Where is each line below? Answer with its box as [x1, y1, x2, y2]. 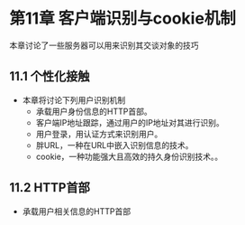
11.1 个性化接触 [9, 69, 90, 84]
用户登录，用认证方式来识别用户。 [35, 128, 163, 139]
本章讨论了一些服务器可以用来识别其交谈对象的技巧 [9, 40, 199, 51]
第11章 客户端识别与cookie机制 [9, 8, 237, 29]
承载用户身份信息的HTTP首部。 [35, 106, 153, 117]
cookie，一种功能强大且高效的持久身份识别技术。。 [35, 151, 223, 162]
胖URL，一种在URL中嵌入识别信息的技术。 [35, 139, 194, 150]
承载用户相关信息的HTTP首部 [22, 205, 132, 217]
